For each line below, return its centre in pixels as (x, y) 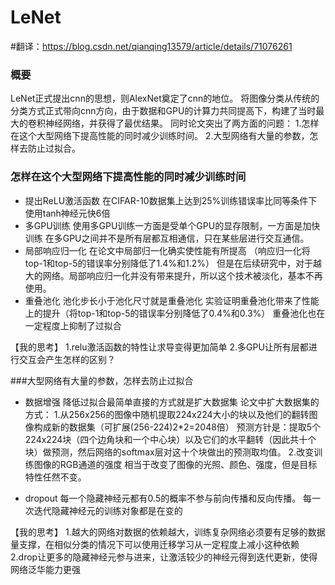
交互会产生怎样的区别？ (67, 359)
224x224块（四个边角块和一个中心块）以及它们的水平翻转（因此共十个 (170, 439)
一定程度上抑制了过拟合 (73, 325)
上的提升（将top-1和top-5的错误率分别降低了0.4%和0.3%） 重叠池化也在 (175, 313)
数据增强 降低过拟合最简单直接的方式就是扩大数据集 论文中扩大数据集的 (172, 402)
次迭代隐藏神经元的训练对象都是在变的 (103, 510)
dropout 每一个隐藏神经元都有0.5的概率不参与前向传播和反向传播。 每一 (173, 498)
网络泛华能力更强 (45, 569)
